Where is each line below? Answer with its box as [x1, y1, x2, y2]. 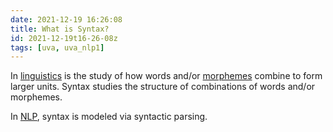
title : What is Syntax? [10, 24, 110, 34]
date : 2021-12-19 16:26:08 [10, 14, 123, 25]
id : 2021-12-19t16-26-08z [10, 33, 118, 43]
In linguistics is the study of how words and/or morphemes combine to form [10, 70, 323, 82]
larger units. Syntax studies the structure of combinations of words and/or [10, 81, 316, 93]
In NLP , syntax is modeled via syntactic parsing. [10, 111, 208, 123]
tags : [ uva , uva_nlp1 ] [10, 42, 105, 53]
